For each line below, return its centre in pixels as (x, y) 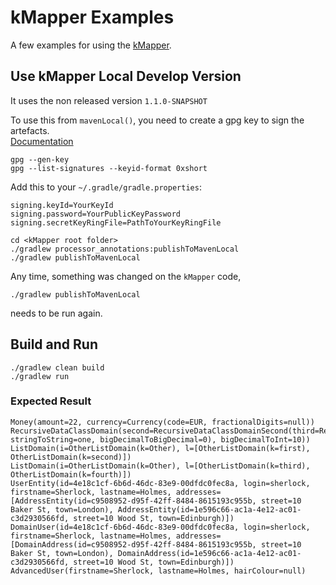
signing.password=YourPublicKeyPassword (96, 214)
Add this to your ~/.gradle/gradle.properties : (106, 187)
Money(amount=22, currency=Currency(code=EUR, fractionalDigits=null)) (162, 422)
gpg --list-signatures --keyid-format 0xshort (109, 168)
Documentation (42, 141)
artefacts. (30, 130)
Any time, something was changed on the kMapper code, (126, 276)
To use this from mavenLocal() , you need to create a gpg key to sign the (157, 120)
